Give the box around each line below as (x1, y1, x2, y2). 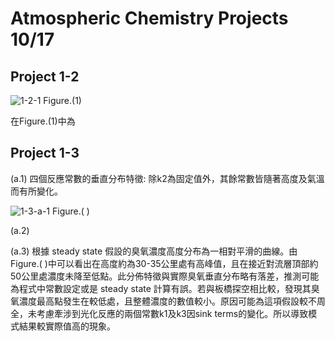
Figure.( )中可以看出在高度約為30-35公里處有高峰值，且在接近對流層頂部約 (10, 257, 319, 269)
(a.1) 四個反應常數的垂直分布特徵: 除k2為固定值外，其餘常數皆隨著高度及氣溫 (10, 172, 325, 184)
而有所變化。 (10, 185, 63, 197)
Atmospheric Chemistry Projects (10, 7, 289, 30)
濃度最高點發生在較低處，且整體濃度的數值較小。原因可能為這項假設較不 (18, 295, 317, 307)
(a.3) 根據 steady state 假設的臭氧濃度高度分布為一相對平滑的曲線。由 (10, 245, 298, 257)
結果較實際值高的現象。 (18, 320, 116, 332)
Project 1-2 (10, 68, 80, 85)
